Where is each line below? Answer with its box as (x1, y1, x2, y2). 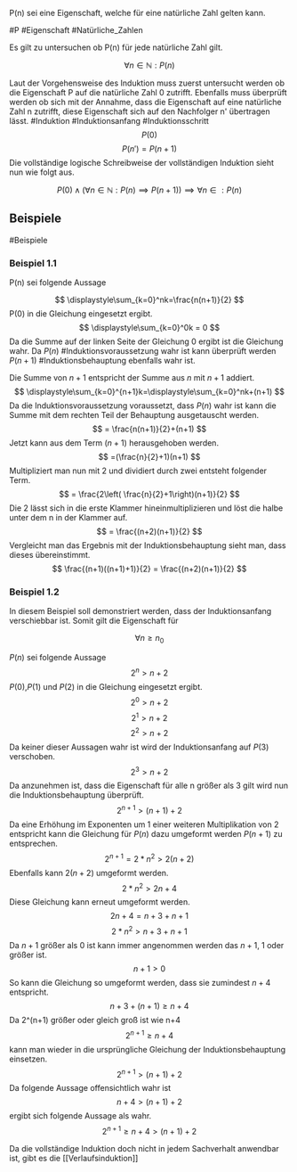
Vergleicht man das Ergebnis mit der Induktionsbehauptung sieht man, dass (9, 540, 286, 551)
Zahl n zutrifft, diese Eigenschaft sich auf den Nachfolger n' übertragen (9, 106, 270, 117)
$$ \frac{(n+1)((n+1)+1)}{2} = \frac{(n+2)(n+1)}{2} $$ (52, 563, 247, 574)
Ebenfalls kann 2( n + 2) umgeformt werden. (9, 867, 169, 878)
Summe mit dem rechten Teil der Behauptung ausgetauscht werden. (9, 410, 260, 421)
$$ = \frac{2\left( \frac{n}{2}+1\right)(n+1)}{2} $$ (59, 489, 240, 500)
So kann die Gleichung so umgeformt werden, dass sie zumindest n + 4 (9, 978, 271, 988)
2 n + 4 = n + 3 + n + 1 (109, 911, 189, 922)
